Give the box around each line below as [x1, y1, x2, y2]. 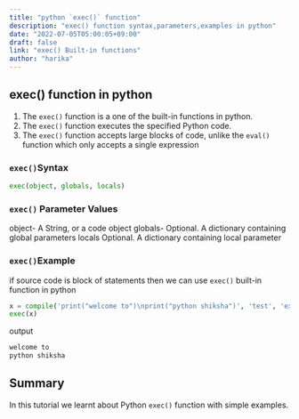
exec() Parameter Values [9, 202, 118, 214]
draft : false [9, 37, 58, 47]
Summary [9, 375, 65, 391]
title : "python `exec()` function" [9, 12, 141, 22]
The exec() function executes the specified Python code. [21, 120, 232, 131]
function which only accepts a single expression [21, 139, 199, 149]
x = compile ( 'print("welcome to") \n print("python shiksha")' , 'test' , [9, 302, 277, 310]
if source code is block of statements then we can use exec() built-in [9, 275, 263, 286]
